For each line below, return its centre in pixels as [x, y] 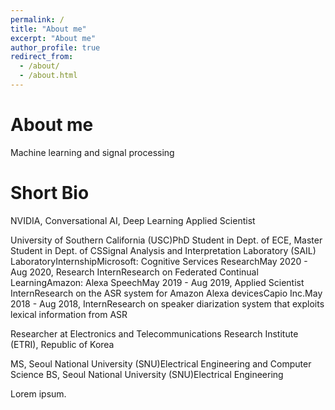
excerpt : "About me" [53, 38]
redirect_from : [42, 57]
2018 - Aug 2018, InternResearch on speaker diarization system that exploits [167, 303]
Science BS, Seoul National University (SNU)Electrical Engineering [147, 374]
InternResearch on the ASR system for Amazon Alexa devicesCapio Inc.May [166, 293]
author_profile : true [55, 47]
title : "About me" [48, 29]
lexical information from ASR [69, 314]
